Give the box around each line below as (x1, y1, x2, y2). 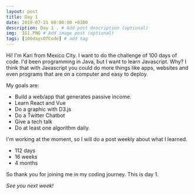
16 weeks (14, 153, 38, 160)
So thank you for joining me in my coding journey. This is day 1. (6, 171, 159, 177)
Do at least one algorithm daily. (14, 124, 90, 131)
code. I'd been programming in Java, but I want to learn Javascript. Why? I (6, 58, 187, 65)
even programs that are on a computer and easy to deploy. (6, 71, 149, 77)
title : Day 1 (6, 14, 38, 20)
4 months (14, 159, 38, 166)
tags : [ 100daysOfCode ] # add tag (6, 36, 88, 42)
